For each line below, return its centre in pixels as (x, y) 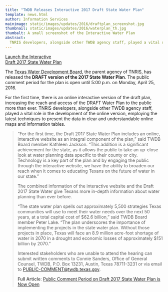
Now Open (28, 284)
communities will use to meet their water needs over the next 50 (83, 211)
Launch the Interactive (28, 57)
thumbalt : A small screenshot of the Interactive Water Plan (70, 33)
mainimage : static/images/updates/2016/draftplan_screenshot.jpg (74, 24)
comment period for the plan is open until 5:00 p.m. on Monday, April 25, (80, 82)
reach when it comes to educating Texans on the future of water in (86, 171)
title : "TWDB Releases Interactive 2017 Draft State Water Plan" (74, 10)
